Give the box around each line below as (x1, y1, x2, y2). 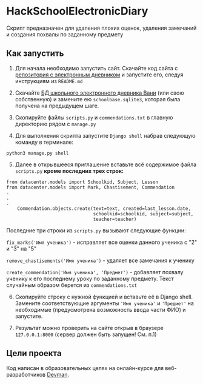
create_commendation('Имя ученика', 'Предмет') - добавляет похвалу (6, 268, 184, 275)
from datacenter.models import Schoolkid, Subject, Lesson (6, 179, 159, 185)
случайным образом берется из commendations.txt (6, 281, 138, 289)
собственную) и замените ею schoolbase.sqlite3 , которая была (15, 95, 181, 103)
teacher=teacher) (93, 216, 137, 222)
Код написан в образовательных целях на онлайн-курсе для (6, 364, 164, 371)
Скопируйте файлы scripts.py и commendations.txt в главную (15, 113, 173, 121)
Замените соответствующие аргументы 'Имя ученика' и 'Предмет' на (15, 299, 194, 307)
